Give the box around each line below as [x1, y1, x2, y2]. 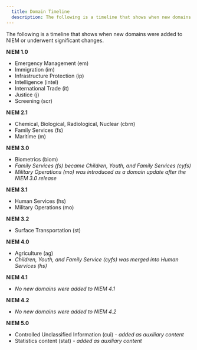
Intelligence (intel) [14, 78, 59, 86]
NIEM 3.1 [6, 186, 28, 193]
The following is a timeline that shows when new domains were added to [6, 30, 183, 37]
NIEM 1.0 [6, 48, 28, 55]
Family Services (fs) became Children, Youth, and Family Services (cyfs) [14, 162, 192, 169]
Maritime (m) [14, 132, 46, 140]
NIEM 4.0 [6, 238, 29, 245]
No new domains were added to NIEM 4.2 [14, 308, 117, 315]
